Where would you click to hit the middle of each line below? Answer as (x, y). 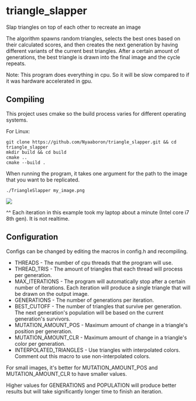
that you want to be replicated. (43, 180)
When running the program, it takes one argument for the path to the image (97, 173)
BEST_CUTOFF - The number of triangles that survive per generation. (98, 306)
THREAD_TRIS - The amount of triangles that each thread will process (99, 269)
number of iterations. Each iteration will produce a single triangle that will (102, 287)
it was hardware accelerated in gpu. (49, 81)
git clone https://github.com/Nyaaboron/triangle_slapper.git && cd (91, 142)
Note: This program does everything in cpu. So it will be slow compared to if (98, 75)
